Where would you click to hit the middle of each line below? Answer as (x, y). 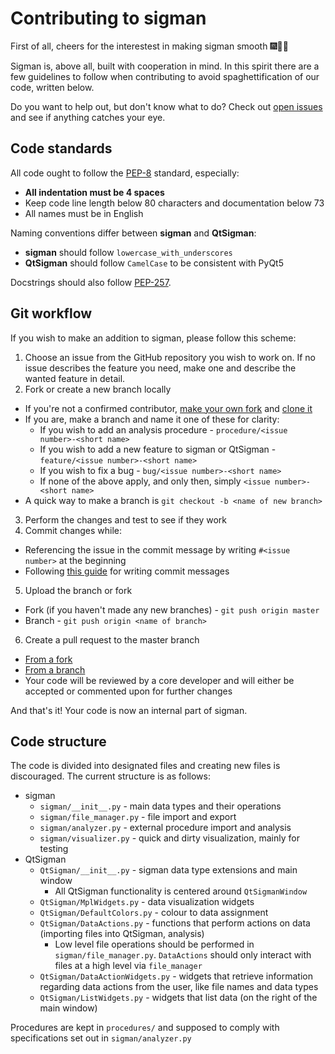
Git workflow (51, 313)
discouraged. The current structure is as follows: (111, 776)
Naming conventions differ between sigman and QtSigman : (133, 233)
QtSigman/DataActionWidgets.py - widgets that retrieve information (176, 976)
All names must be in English (84, 213)
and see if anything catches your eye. (88, 117)
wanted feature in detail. (75, 378)
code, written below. (52, 87)
